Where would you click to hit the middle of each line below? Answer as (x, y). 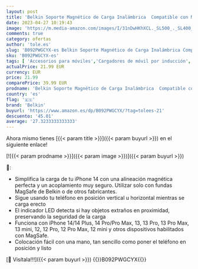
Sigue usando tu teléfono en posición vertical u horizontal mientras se (99, 198)
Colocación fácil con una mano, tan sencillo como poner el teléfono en (100, 242)
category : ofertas (29, 39)
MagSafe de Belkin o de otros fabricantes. (66, 192)
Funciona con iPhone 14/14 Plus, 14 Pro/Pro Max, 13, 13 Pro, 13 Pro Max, (102, 223)
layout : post (22, 12)
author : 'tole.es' (29, 45)
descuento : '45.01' (30, 116)
